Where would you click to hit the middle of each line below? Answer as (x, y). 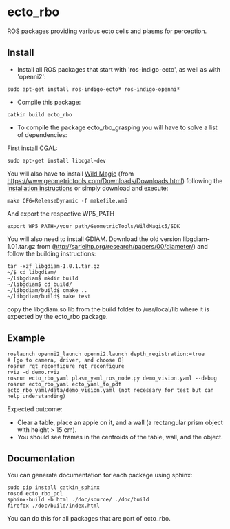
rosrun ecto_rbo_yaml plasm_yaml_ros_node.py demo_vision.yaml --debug (112, 378)
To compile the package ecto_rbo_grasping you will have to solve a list (117, 127)
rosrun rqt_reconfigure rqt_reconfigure (66, 366)
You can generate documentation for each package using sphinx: (100, 475)
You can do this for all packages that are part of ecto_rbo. (89, 519)
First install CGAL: (33, 148)
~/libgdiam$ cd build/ (40, 284)
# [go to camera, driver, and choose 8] (66, 360)
